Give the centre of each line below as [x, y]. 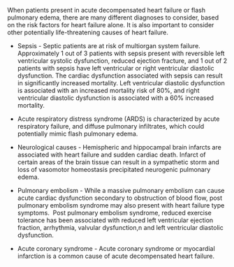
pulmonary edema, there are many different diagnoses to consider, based [113, 17]
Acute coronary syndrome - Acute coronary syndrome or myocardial [116, 248]
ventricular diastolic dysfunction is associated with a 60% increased [116, 98]
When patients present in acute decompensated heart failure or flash [107, 10]
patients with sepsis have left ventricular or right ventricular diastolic [116, 68]
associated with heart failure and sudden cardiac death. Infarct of [111, 154]
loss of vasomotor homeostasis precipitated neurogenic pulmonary [114, 169]
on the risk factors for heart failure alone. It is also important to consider [111, 25]
